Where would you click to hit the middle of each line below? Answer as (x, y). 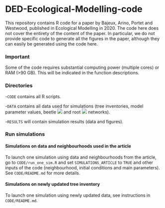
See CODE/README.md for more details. (43, 173)
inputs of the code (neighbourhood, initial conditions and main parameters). (82, 167)
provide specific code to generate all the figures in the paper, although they (82, 39)
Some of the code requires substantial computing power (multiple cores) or (82, 67)
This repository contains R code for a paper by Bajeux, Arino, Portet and (79, 23)
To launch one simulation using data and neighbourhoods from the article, (81, 157)
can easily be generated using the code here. (52, 44)
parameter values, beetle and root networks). (58, 112)
